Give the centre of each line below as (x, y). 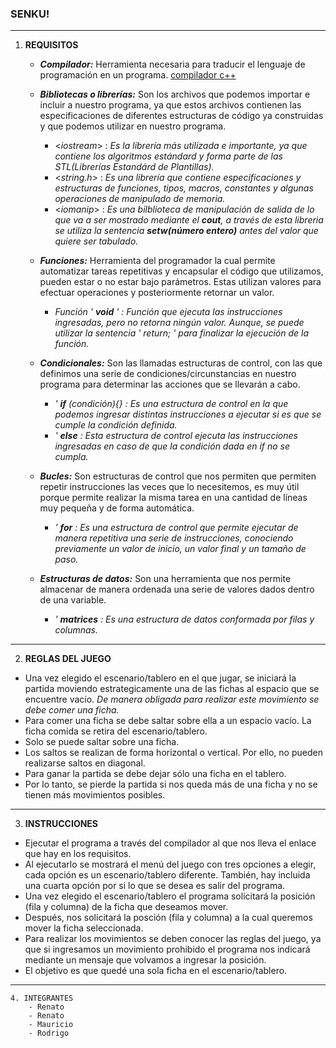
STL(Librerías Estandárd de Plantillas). (134, 167)
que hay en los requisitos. (78, 854)
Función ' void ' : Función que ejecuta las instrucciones (168, 312)
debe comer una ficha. (72, 710)
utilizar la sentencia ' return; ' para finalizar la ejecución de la (181, 333)
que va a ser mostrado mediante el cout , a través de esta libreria (189, 220)
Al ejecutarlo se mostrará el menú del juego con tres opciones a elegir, (170, 864)
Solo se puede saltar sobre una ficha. (102, 742)
